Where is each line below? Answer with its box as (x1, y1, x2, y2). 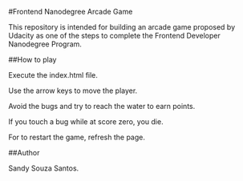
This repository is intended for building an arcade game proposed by (8, 22, 236, 31)
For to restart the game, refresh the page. (8, 132, 146, 142)
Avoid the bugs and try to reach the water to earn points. (8, 102, 196, 111)
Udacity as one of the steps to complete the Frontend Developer (8, 31, 221, 40)
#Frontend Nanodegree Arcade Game (8, 7, 133, 16)
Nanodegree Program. (8, 39, 83, 49)
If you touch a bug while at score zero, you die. (8, 117, 164, 127)
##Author (8, 148, 40, 157)
